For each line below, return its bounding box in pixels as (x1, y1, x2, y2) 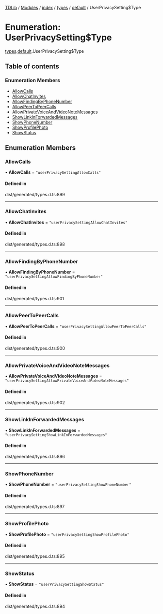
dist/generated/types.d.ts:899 (5, 191, 65, 197)
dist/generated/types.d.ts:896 (5, 454, 65, 460)
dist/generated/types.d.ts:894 (5, 603, 65, 609)
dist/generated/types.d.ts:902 (5, 399, 65, 405)
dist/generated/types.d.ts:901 (5, 295, 65, 301)
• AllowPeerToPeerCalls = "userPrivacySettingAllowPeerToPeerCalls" (5, 323, 147, 329)
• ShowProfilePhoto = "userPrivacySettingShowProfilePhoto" (5, 531, 130, 537)
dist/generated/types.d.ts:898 (5, 242, 65, 247)
